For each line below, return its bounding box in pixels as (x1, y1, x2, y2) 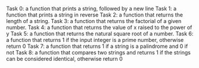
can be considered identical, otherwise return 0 (6, 56, 123, 62)
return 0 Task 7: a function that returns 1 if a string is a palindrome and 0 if (6, 43, 188, 50)
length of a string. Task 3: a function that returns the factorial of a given (6, 18, 182, 24)
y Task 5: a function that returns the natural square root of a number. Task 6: (6, 30, 194, 37)
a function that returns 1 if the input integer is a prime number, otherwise (6, 37, 184, 43)
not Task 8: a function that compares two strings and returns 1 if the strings (6, 49, 191, 56)
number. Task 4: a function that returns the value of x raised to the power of (6, 24, 192, 31)
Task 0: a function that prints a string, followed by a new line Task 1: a (6, 5, 177, 12)
